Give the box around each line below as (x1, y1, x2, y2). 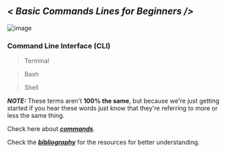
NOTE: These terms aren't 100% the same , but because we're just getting (7, 96, 220, 105)
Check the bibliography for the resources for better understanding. (7, 138, 200, 147)
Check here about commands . (7, 125, 96, 133)
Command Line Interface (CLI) (7, 41, 111, 50)
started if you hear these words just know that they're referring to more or (7, 104, 218, 112)
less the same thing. (7, 112, 64, 120)
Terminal (24, 57, 50, 65)
